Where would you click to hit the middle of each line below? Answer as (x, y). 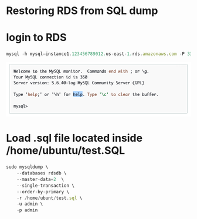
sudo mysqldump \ (27, 167)
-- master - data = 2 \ (40, 179)
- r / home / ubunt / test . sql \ (50, 198)
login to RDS (36, 38)
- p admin (27, 210)
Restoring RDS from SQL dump (82, 11)
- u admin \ (30, 204)
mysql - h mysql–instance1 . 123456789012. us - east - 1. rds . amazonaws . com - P (95, 54)
